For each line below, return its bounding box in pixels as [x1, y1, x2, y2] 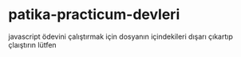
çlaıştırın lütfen [8, 40, 57, 49]
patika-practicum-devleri [8, 6, 180, 24]
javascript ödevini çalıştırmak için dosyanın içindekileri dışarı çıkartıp [8, 32, 234, 41]
